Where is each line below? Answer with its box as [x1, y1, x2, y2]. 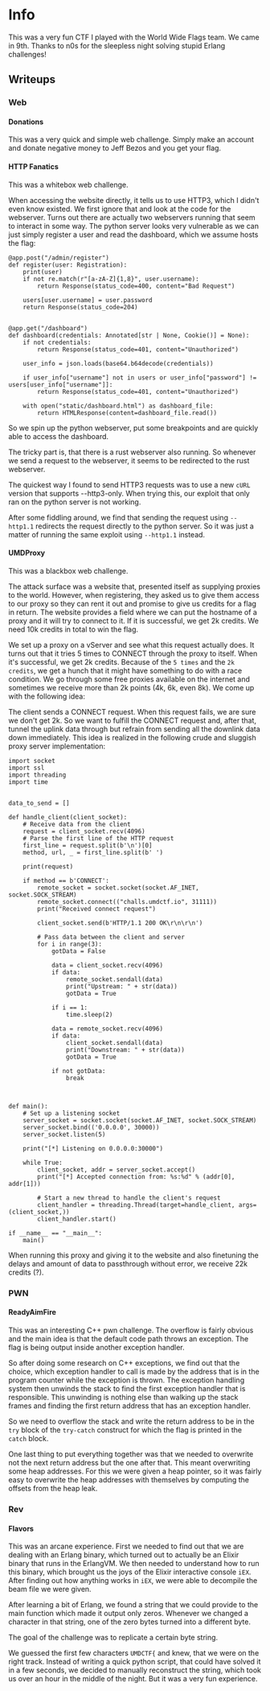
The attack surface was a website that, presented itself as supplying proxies [8, 582, 261, 591]
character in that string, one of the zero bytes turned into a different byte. [8, 1617, 252, 1627]
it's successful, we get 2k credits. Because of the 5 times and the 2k [8, 657, 235, 666]
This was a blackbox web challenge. [8, 566, 129, 575]
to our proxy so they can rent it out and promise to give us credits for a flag [8, 599, 257, 608]
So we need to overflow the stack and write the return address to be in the [8, 1416, 255, 1426]
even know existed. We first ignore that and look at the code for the [8, 204, 231, 213]
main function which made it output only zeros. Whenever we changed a [8, 1609, 249, 1618]
